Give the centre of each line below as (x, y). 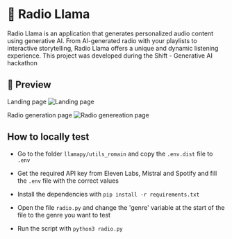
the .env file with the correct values (68, 181)
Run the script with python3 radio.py (70, 228)
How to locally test (48, 137)
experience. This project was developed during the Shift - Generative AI (110, 56)
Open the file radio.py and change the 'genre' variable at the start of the (121, 207)
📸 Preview (29, 85)
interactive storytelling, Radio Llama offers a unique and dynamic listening (113, 48)
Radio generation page (40, 115)
